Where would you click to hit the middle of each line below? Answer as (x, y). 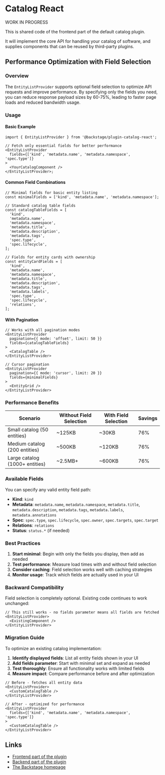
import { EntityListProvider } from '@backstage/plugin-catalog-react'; (81, 137)
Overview (17, 76)
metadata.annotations (34, 515)
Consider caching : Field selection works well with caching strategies (82, 570)
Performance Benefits (32, 402)
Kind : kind (23, 499)
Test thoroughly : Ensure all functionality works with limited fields (78, 668)
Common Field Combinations (35, 182)
